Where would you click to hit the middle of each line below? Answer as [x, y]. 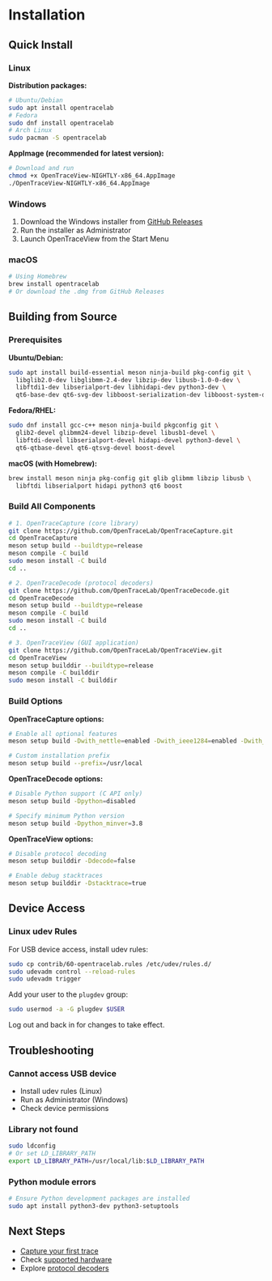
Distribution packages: [48, 85]
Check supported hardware [66, 1259]
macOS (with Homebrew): [53, 463]
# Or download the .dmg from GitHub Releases [86, 292]
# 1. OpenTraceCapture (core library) [74, 523]
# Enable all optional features [63, 734]
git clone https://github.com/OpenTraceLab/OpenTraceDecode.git [119, 590]
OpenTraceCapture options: [56, 719]
